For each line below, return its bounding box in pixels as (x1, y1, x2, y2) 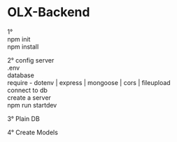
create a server (7, 93, 51, 102)
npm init (7, 34, 31, 43)
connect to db (7, 86, 48, 94)
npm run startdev (7, 101, 57, 109)
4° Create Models (7, 128, 58, 136)
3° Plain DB (7, 114, 40, 123)
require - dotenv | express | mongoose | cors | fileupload (7, 78, 171, 86)
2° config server (7, 56, 55, 64)
